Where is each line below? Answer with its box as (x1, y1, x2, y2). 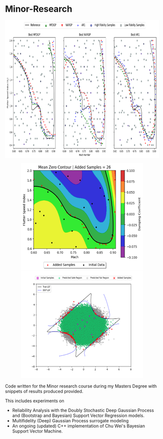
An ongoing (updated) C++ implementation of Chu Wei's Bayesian (12, 423, 145, 429)
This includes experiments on (5, 398, 64, 404)
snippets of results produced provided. (5, 388, 83, 394)
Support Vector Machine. (12, 428, 63, 434)
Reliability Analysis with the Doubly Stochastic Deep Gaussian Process (12, 407, 154, 413)
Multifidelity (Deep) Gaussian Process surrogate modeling (12, 417, 129, 423)
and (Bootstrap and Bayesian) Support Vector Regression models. (12, 413, 145, 418)
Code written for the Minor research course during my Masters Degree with (5, 383, 157, 389)
